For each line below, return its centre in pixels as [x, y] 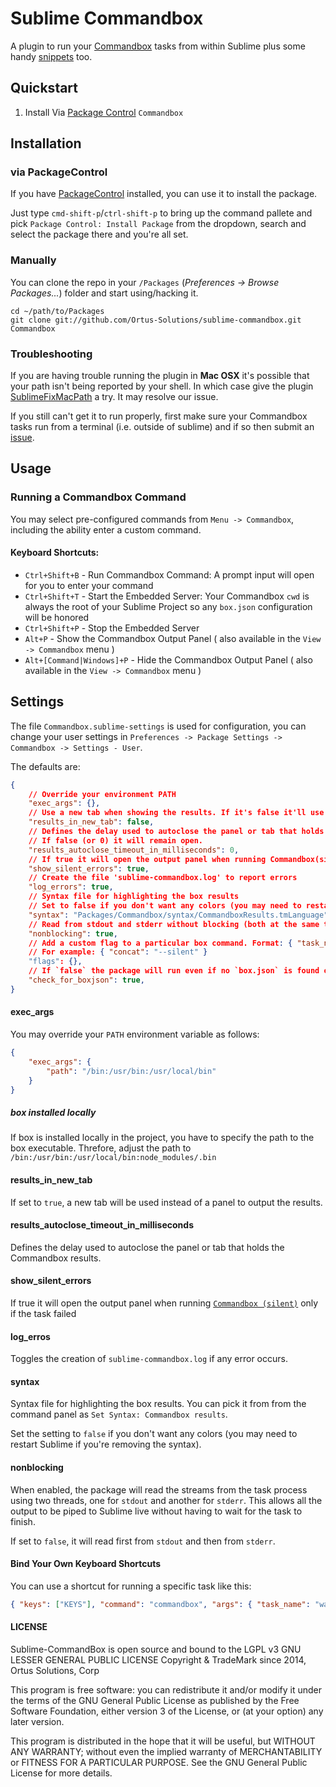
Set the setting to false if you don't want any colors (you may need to [154, 1434]
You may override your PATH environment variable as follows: [135, 1034]
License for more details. [61, 1773]
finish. [23, 1521]
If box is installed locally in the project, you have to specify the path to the [162, 1138]
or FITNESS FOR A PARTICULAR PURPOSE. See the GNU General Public [159, 1762]
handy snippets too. [51, 56]
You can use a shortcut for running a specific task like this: [131, 1586]
